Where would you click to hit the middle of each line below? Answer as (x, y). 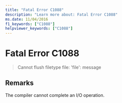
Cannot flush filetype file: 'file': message (59, 67)
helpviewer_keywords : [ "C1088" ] (39, 29)
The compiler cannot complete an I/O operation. (55, 95)
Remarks (20, 83)
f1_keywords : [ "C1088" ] (30, 24)
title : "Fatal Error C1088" (35, 10)
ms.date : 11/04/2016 (27, 19)
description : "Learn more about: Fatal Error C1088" (62, 15)
